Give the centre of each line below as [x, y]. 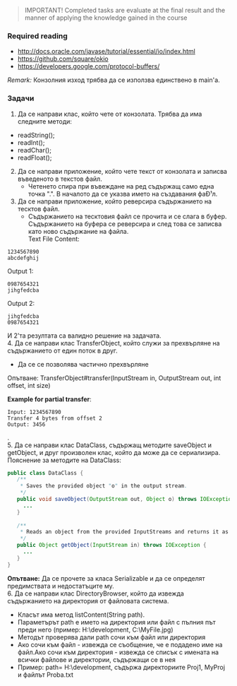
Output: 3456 [26, 424]
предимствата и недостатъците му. [61, 586]
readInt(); [31, 142]
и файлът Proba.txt [45, 675]
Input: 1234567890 [34, 412]
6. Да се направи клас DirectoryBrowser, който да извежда [96, 593]
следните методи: [45, 121]
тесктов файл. [38, 208]
